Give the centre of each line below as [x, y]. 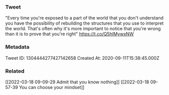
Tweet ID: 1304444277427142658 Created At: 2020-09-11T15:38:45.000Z [82, 58]
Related [15, 71]
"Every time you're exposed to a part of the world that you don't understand [84, 18]
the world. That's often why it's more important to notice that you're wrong [83, 29]
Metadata [17, 47]
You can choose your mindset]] [52, 87]
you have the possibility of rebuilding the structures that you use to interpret [85, 23]
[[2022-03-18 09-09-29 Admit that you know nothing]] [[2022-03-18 [77, 82]
